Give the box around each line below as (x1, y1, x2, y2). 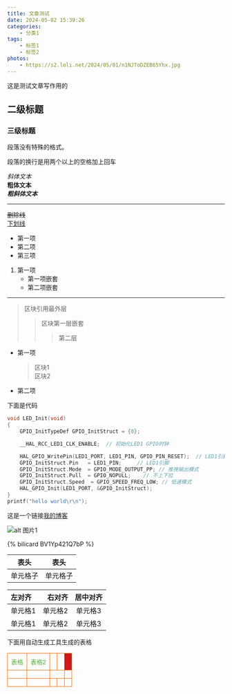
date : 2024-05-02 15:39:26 (7, 17, 85, 24)
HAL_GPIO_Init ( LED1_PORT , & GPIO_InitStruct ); (19, 485, 153, 492)
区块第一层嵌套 (41, 319, 84, 328)
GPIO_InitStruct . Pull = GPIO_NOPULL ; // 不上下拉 (19, 472, 174, 479)
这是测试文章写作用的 (7, 81, 68, 90)
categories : (7, 23, 41, 30)
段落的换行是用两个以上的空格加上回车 (7, 158, 116, 166)
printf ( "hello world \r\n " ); (7, 498, 88, 505)
